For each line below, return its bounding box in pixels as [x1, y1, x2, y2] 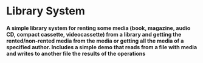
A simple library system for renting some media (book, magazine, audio [6, 24, 191, 31]
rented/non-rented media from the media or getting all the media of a [6, 37, 184, 44]
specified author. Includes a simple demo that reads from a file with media [6, 43, 198, 50]
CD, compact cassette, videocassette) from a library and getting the [6, 31, 182, 38]
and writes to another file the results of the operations [6, 50, 146, 57]
